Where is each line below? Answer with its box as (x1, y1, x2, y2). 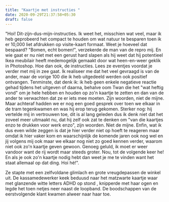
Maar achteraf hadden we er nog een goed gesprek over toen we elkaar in (5, 101, 160, 107)
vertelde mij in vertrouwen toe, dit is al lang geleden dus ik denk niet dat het (5, 111, 163, 117)
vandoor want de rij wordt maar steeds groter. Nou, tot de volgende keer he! (5, 149, 164, 155)
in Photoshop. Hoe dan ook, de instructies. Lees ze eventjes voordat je (5, 63, 153, 69)
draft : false (5, 17, 33, 22)
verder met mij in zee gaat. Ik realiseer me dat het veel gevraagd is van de (5, 68, 159, 74)
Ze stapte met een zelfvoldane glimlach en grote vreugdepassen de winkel (5, 170, 161, 176)
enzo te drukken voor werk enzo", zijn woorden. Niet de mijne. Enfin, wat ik (5, 122, 162, 128)
